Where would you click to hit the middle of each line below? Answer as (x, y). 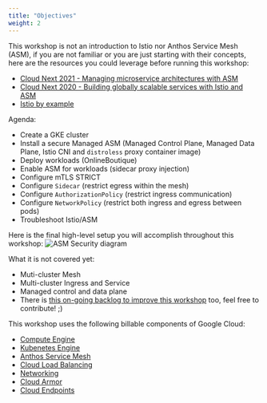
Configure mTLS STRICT (60, 177)
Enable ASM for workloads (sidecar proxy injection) (105, 168)
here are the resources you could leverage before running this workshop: (129, 63)
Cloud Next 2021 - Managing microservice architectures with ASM (129, 78)
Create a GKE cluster (54, 134)
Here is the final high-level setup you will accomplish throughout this (121, 235)
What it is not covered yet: (52, 259)
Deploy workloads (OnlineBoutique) (78, 160)
